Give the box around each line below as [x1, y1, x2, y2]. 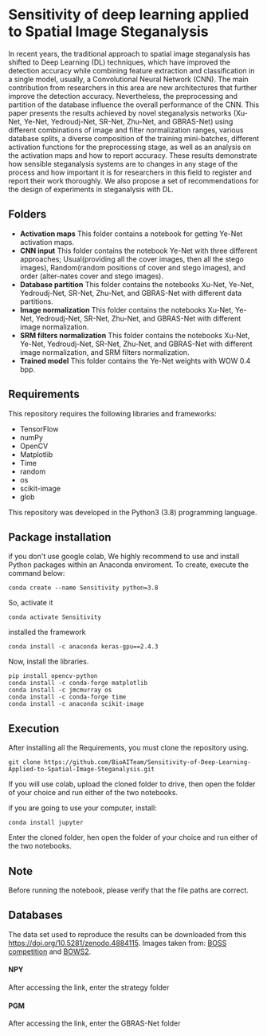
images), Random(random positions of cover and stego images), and [19, 262, 245, 272]
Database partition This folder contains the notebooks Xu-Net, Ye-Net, [19, 279, 254, 289]
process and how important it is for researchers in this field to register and [8, 167, 253, 177]
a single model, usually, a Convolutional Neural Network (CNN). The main [8, 74, 249, 84]
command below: [8, 569, 65, 578]
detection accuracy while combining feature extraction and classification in [8, 65, 255, 75]
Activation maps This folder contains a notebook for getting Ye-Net [19, 229, 243, 238]
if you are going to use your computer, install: [8, 803, 157, 813]
